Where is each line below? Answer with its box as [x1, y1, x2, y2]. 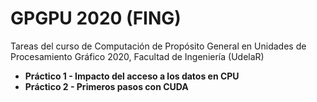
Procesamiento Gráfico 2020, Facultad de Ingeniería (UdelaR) [10, 50, 265, 62]
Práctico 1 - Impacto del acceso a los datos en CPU [24, 70, 240, 82]
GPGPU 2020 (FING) [10, 7, 182, 30]
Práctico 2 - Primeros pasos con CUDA [24, 80, 189, 92]
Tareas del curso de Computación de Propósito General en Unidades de [10, 40, 307, 52]
